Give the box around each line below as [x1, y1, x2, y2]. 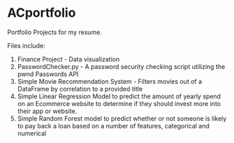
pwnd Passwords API [17, 70, 79, 78]
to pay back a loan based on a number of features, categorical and [17, 121, 210, 130]
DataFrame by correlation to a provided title [17, 84, 143, 93]
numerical [17, 129, 47, 137]
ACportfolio [7, 5, 76, 21]
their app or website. [17, 107, 78, 115]
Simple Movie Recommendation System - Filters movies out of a [17, 77, 203, 85]
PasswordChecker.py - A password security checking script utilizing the [17, 62, 226, 70]
